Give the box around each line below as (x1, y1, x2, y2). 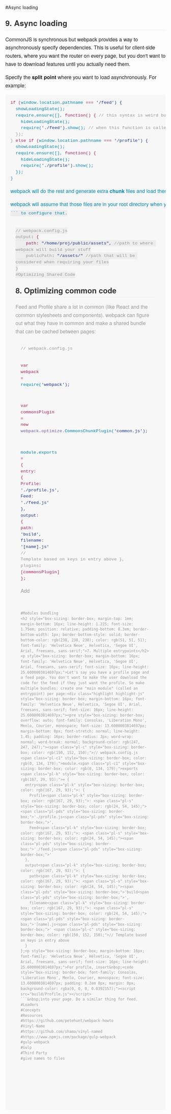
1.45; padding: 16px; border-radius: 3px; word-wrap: (20, 734, 134, 739)
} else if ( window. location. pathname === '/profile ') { (10, 138, 149, 143)
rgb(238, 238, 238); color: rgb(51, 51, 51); (51, 637, 147, 643)
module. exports (20, 450, 58, 455)
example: (5, 81, 26, 89)
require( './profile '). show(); (20, 163, 94, 168)
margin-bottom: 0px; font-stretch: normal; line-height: (20, 729, 140, 734)
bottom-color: (20, 637, 50, 643)
